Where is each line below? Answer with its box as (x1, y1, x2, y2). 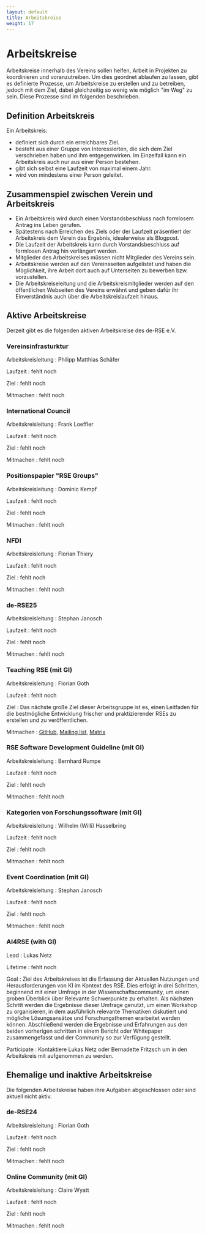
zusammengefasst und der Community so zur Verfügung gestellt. (6, 1033, 171, 1041)
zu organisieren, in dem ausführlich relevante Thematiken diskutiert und (6, 1008, 188, 1015)
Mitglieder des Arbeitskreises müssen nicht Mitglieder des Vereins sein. (15, 253, 196, 261)
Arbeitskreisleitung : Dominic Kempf (6, 485, 97, 492)
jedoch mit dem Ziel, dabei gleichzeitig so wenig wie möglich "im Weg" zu (6, 86, 193, 94)
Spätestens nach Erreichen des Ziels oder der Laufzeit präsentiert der (15, 228, 192, 235)
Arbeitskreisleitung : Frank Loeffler (6, 420, 94, 428)
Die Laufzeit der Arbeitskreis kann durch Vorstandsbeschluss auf (15, 240, 179, 248)
